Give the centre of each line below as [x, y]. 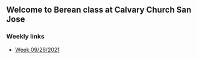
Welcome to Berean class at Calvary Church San [99, 10]
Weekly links [26, 37]
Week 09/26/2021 [37, 49]
